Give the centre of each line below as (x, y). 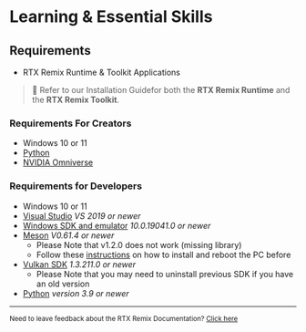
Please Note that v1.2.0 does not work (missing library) (139, 244)
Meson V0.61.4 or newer (68, 235)
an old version (63, 284)
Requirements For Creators (71, 123)
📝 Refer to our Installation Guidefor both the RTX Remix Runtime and (161, 90)
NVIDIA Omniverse (58, 162)
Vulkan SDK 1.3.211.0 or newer (79, 264)
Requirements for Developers (76, 186)
